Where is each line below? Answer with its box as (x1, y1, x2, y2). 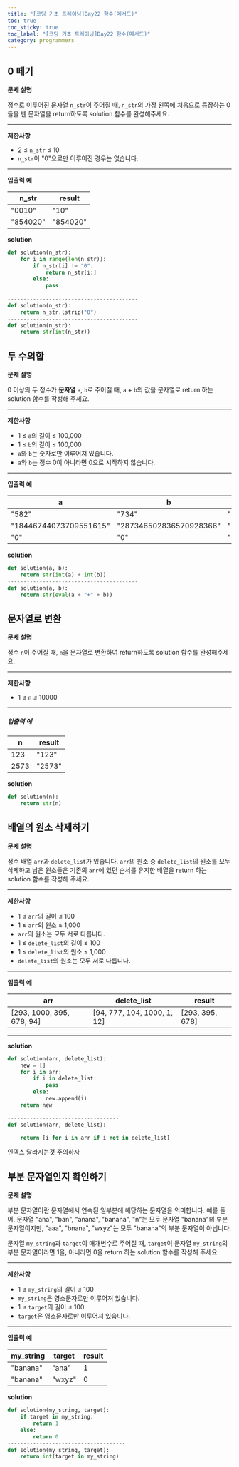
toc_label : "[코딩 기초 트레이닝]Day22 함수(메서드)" (7, 30, 151, 38)
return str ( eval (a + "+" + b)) (20, 591, 113, 598)
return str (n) (20, 800, 62, 807)
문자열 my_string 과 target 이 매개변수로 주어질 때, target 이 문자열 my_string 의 (7, 1239, 228, 1248)
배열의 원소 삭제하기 (7, 822, 90, 834)
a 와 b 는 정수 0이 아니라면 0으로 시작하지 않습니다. (17, 458, 156, 467)
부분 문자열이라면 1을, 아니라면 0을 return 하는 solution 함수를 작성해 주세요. (7, 1248, 219, 1257)
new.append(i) (45, 1095, 87, 1103)
